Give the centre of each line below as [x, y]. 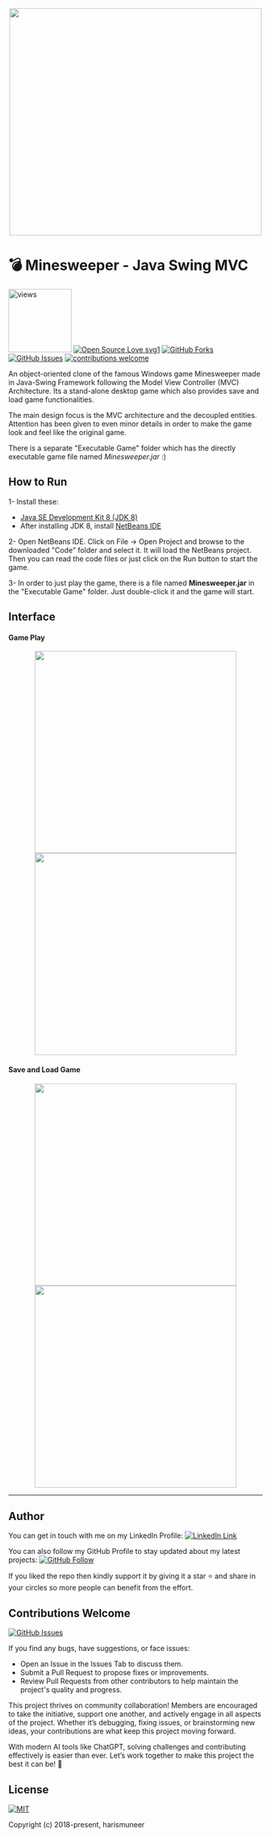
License [29, 1790]
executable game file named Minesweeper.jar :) [88, 456]
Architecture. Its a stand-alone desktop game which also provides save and [134, 391]
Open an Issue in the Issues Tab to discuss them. [102, 1664]
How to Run [38, 482]
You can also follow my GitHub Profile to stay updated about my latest [124, 1552]
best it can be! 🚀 [35, 1764]
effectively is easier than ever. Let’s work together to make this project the [131, 1755]
